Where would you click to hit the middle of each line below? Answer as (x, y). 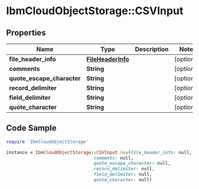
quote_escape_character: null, (132, 164)
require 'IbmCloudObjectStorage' (47, 142)
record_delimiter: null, (124, 169)
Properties (26, 33)
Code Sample (31, 128)
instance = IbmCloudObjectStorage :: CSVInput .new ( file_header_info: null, (99, 152)
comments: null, (114, 158)
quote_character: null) (123, 180)
